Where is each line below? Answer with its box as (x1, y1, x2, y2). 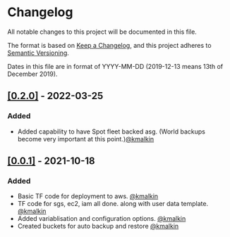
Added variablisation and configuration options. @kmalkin (17, 214, 186, 223)
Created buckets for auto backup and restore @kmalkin (17, 222, 179, 231)
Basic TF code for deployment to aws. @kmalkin (17, 192, 159, 200)
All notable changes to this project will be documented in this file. (7, 27, 198, 36)
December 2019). (7, 70, 58, 78)
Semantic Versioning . (7, 49, 69, 57)
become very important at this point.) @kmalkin (17, 134, 155, 143)
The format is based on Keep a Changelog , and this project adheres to (7, 41, 212, 49)
